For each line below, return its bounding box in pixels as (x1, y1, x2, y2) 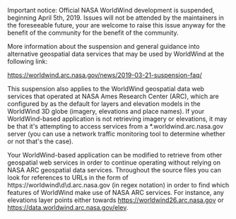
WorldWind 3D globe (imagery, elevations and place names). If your (7, 107, 205, 115)
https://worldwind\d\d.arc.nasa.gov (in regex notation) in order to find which (7, 181, 230, 189)
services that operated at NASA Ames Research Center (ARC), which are (7, 92, 219, 100)
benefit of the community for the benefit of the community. (7, 28, 179, 37)
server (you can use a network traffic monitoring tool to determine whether (7, 130, 226, 138)
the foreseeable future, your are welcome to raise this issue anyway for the (7, 21, 226, 29)
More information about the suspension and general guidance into (7, 42, 200, 50)
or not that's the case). (7, 137, 74, 146)
